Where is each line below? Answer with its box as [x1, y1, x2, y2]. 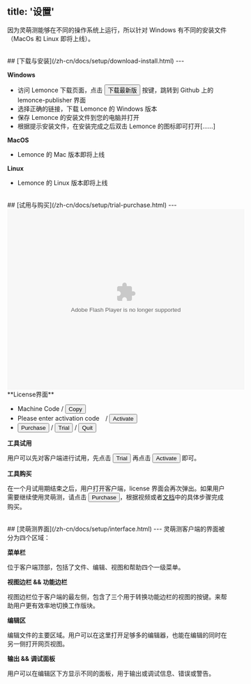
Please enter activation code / [17, 414, 108, 422]
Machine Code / [17, 404, 64, 412]
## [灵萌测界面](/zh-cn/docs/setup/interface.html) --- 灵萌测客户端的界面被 [7, 524, 225, 533]
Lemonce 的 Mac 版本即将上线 [17, 150, 105, 158]
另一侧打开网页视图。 [7, 639, 68, 648]
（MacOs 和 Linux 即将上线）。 [7, 34, 94, 42]
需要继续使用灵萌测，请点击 [7, 492, 87, 501]
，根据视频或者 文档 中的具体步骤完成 [119, 492, 225, 501]
